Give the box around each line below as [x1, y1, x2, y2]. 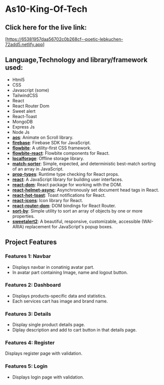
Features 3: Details [5, 310, 51, 317]
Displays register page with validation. [5, 350, 83, 356]
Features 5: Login [5, 363, 48, 370]
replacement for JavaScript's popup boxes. [25, 223, 113, 229]
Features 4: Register [5, 340, 55, 346]
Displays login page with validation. [12, 374, 84, 380]
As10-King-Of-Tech [5, 3, 88, 15]
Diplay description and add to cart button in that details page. [12, 327, 137, 333]
